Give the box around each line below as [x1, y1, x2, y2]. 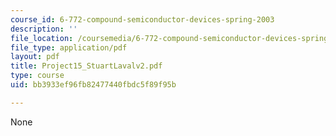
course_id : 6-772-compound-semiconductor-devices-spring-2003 [10, 14, 275, 25]
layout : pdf [10, 52, 60, 62]
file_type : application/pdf [10, 42, 128, 53]
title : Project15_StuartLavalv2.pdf [10, 61, 163, 71]
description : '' [10, 24, 78, 34]
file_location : [10, 33, 74, 43]
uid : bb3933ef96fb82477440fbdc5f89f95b [10, 80, 177, 90]
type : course [10, 71, 65, 81]
